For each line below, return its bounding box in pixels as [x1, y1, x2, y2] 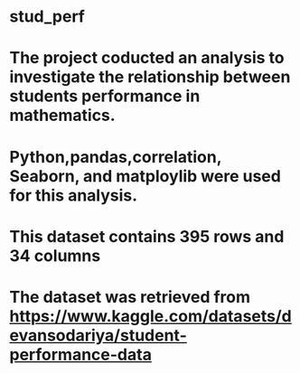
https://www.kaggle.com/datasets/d [9, 305, 292, 326]
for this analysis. [9, 185, 138, 205]
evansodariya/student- [9, 325, 187, 345]
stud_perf [9, 6, 86, 27]
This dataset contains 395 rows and [9, 226, 285, 247]
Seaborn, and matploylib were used [9, 165, 282, 186]
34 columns [9, 246, 101, 266]
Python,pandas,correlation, [9, 146, 222, 167]
